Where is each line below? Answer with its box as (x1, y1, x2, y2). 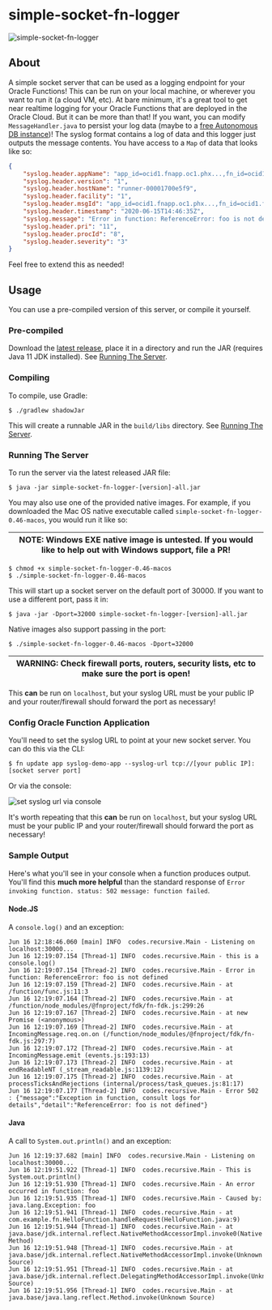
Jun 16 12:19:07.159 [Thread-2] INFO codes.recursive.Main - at (8, 980, 233, 988)
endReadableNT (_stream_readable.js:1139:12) (8, 1065, 164, 1073)
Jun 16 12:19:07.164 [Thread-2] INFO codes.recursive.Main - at (8, 995, 233, 1003)
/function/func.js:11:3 (8, 987, 89, 995)
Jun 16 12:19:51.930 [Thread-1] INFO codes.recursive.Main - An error (8, 1179, 255, 1188)
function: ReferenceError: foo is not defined (8, 973, 168, 982)
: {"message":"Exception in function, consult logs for (8, 1094, 201, 1102)
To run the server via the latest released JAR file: (8, 468, 172, 477)
